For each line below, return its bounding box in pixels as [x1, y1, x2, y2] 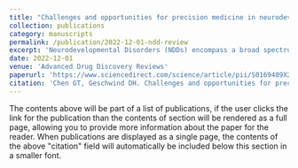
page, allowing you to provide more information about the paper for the [9, 121, 269, 133]
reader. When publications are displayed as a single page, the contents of [9, 131, 278, 141]
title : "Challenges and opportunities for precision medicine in [9, 12, 255, 22]
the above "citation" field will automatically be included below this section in [9, 141, 287, 151]
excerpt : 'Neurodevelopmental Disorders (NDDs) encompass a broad [9, 46, 260, 55]
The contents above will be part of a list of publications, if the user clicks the [9, 103, 288, 113]
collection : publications [9, 21, 105, 30]
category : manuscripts [9, 29, 93, 38]
